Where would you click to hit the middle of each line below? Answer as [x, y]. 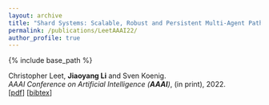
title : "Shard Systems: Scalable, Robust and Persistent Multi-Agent [127, 23]
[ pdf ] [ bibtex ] [30, 93]
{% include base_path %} [50, 60]
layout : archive [35, 16]
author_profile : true [44, 38]
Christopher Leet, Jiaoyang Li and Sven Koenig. [87, 76]
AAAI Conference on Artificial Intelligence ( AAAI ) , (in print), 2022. [117, 84]
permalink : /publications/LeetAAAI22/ [73, 30]
